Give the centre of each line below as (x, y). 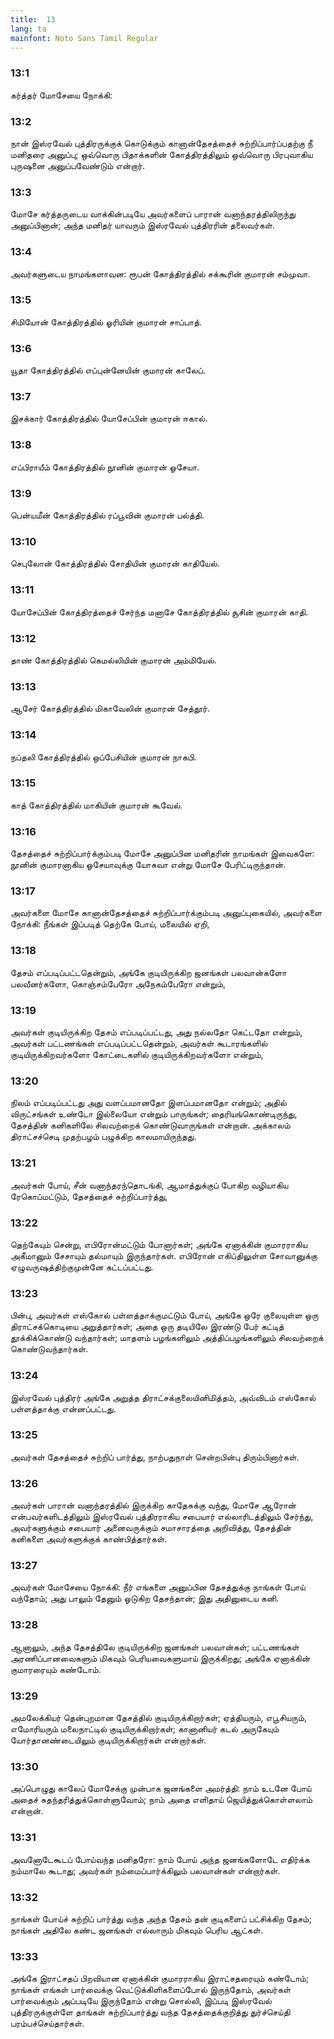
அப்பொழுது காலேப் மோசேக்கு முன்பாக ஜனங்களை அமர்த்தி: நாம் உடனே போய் (161, 1788)
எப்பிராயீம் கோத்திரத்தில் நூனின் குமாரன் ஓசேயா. (105, 467)
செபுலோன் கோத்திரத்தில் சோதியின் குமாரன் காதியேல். (115, 563)
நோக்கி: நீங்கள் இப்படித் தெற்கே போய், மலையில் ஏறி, (110, 924)
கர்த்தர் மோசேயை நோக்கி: (61, 95)
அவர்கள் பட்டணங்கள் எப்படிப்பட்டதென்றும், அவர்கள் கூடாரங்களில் (139, 1043)
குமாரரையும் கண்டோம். (56, 1669)
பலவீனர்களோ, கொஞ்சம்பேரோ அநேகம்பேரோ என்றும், (118, 983)
